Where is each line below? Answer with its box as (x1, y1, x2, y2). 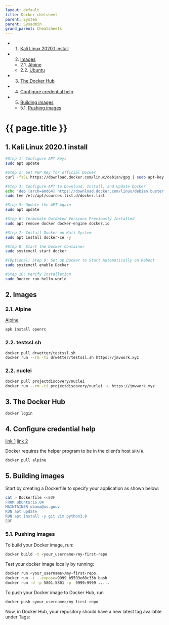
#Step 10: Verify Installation (5, 272, 71, 277)
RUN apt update (5, 509, 37, 514)
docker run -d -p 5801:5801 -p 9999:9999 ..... (5, 580, 110, 585)
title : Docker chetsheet (5, 12, 58, 17)
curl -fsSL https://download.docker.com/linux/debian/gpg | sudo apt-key (5, 174, 164, 180)
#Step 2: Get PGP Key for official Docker (5, 170, 96, 175)
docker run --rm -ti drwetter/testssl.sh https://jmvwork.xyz (5, 355, 139, 360)
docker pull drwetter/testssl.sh (5, 350, 76, 355)
